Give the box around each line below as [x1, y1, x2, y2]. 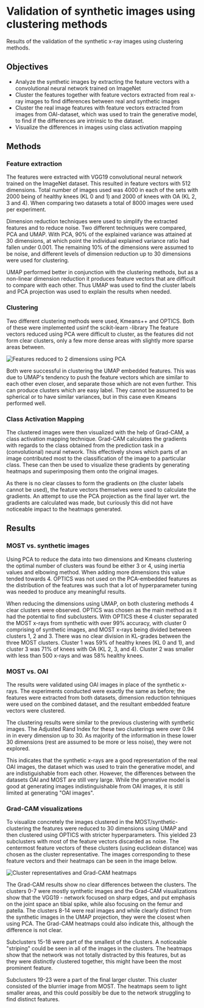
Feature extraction [6, 160, 62, 168]
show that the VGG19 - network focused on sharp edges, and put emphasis [6, 894, 195, 902]
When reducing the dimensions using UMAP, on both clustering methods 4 [6, 599, 194, 607]
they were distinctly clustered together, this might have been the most [6, 958, 181, 965]
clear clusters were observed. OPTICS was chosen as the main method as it [6, 606, 197, 613]
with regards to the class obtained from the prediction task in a [6, 442, 164, 449]
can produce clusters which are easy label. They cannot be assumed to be [6, 387, 194, 394]
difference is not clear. [6, 927, 63, 934]
